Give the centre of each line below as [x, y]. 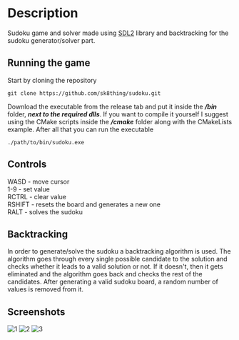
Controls [27, 165]
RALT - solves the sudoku [45, 211]
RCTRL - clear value [37, 196]
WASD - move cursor [39, 181]
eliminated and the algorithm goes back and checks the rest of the [105, 274]
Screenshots [36, 312]
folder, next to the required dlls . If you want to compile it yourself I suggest [118, 114]
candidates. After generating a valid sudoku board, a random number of [113, 282]
